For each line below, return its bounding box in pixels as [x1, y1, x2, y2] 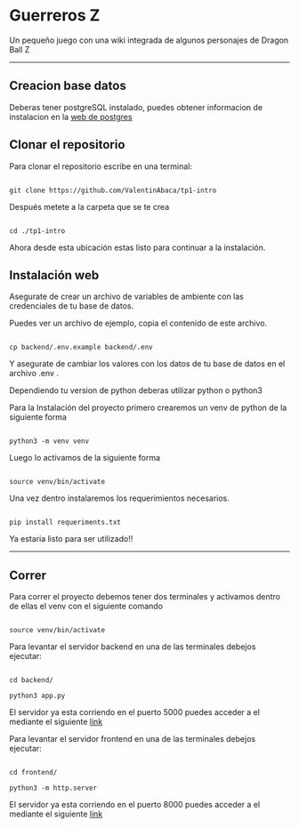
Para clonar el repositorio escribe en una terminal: [9, 161, 193, 172]
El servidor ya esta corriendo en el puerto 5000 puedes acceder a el [9, 707, 261, 718]
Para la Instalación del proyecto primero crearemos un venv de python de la [9, 402, 287, 414]
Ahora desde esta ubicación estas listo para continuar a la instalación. [9, 242, 266, 253]
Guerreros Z [9, 5, 101, 26]
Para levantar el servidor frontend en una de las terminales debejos [9, 734, 256, 744]
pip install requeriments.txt [9, 518, 122, 527]
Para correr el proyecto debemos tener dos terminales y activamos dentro [9, 591, 280, 602]
